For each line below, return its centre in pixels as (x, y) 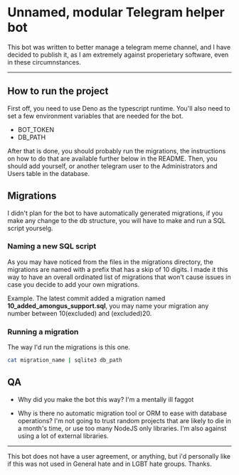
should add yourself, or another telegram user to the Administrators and (113, 166)
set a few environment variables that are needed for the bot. (95, 116)
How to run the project (58, 91)
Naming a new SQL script (52, 246)
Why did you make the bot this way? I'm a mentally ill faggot (106, 399)
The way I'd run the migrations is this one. (69, 347)
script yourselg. (30, 228)
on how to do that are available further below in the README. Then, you (112, 158)
